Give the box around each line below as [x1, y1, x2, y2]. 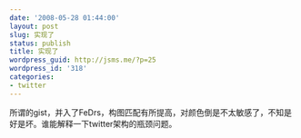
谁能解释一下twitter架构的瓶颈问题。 [40, 118, 177, 129]
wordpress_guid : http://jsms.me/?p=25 [9, 55, 156, 64]
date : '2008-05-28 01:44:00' [9, 13, 120, 23]
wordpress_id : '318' [9, 64, 88, 74]
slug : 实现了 [9, 30, 55, 39]
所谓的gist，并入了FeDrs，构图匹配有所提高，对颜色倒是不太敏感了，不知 [9, 106, 285, 118]
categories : [9, 73, 55, 82]
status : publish [9, 38, 71, 48]
